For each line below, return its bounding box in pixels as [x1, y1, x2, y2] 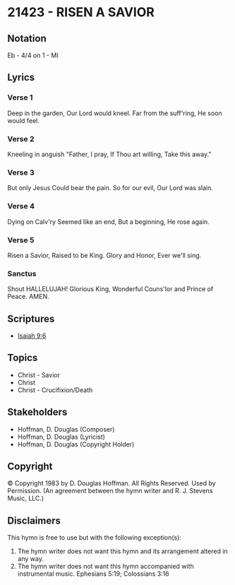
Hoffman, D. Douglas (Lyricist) [17, 432, 106, 441]
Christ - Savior [17, 370, 60, 379]
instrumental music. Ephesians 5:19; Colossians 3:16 [17, 569, 169, 578]
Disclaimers [7, 514, 61, 526]
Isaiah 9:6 [17, 331, 47, 340]
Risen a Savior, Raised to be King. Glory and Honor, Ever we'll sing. [7, 251, 202, 259]
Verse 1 [7, 93, 33, 102]
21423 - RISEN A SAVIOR [7, 4, 155, 20]
